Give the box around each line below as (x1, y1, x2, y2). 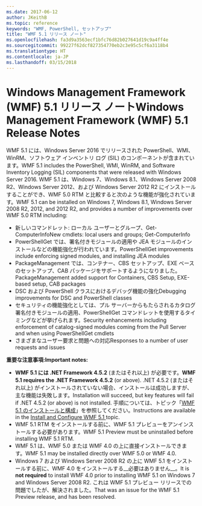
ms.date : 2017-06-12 (6, 8, 58, 15)
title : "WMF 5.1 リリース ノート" (6, 31, 86, 37)
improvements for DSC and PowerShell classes (14, 294, 133, 302)
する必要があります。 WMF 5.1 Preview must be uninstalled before (31, 428, 194, 435)
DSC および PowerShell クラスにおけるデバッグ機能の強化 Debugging (14, 287, 187, 295)
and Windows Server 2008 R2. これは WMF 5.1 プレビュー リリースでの (14, 479, 192, 486)
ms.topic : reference (6, 20, 58, 26)
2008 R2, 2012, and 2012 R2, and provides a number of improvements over (6, 205, 193, 213)
